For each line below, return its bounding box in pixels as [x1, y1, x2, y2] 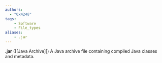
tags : [5, 16, 16, 21]
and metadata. [5, 53, 34, 59]
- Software [14, 21, 36, 26]
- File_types [14, 26, 41, 31]
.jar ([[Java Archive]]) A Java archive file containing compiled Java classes [5, 48, 158, 54]
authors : [5, 7, 23, 12]
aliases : [5, 30, 23, 35]
